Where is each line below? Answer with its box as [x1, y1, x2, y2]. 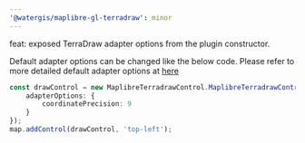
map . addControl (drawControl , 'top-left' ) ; [9, 125, 172, 134]
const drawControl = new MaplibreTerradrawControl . [9, 82, 209, 91]
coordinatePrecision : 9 [42, 100, 132, 109]
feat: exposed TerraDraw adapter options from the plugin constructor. [9, 38, 271, 49]
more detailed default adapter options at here [9, 65, 180, 76]
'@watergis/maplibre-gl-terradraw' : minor [9, 13, 172, 23]
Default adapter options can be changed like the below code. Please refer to [9, 55, 295, 66]
